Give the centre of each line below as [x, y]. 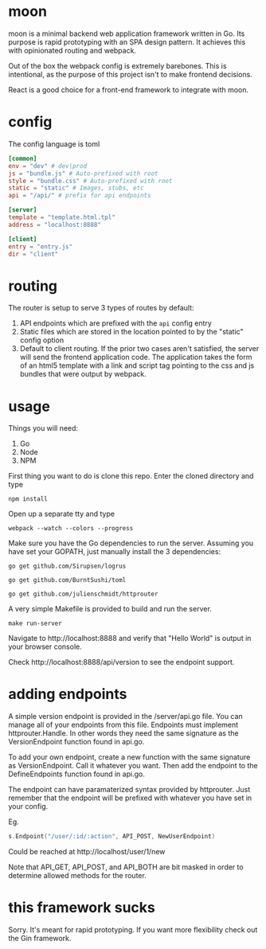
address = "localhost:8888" [55, 225]
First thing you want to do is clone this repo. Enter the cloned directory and [131, 476]
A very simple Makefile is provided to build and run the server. [110, 609]
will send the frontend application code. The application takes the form [136, 357]
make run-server [35, 623]
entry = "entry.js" [41, 246]
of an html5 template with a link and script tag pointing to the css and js [137, 365]
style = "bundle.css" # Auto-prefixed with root [90, 181]
